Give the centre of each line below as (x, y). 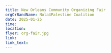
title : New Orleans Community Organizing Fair (55, 10)
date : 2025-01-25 (24, 19)
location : (16, 29)
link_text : (17, 43)
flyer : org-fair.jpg (27, 33)
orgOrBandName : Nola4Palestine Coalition (50, 15)
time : (11, 24)
